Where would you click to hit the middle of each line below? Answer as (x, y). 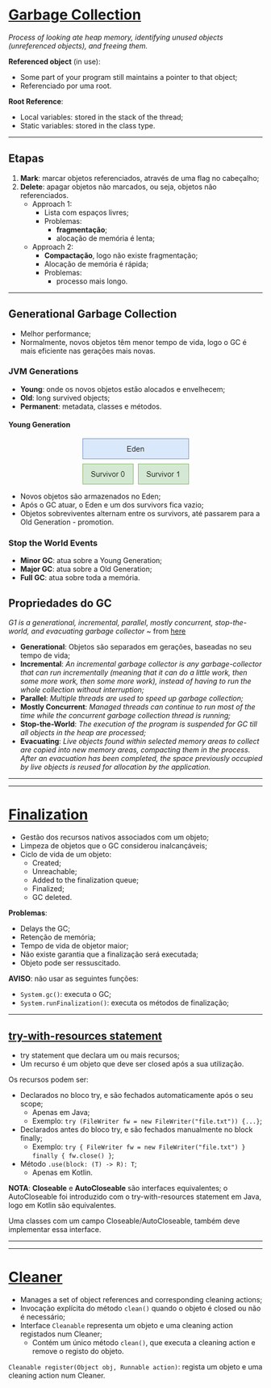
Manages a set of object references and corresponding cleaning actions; (141, 1299)
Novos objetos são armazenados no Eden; (90, 496)
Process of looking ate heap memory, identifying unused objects (116, 37)
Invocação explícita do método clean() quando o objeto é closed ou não (140, 1308)
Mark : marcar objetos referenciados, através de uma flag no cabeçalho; (140, 178)
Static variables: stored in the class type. (88, 125)
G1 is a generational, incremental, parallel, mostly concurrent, (111, 623)
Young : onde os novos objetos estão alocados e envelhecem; (123, 389)
